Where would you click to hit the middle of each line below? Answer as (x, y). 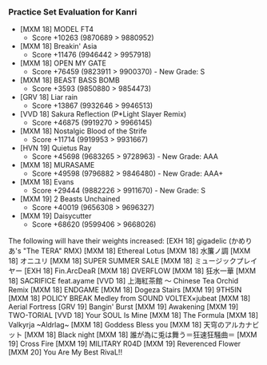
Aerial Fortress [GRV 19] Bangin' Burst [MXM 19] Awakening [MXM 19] (124, 307)
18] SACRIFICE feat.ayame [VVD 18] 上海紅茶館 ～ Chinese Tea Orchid (124, 281)
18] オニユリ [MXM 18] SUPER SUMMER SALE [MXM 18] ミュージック (123, 261)
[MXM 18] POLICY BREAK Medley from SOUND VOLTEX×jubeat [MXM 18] (130, 299)
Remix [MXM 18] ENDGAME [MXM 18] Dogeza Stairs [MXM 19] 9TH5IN (125, 290)
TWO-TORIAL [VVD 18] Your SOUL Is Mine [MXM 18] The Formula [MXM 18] (133, 315)
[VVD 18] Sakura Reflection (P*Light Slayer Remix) (103, 114)
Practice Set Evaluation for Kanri (73, 12)
